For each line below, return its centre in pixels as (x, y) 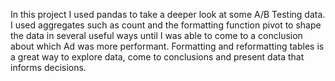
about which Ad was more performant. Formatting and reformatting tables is (167, 46)
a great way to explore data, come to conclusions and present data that (157, 57)
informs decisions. (48, 67)
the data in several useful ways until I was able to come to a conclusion (156, 35)
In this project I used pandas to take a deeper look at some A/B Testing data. (168, 14)
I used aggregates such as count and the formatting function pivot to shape (166, 25)
